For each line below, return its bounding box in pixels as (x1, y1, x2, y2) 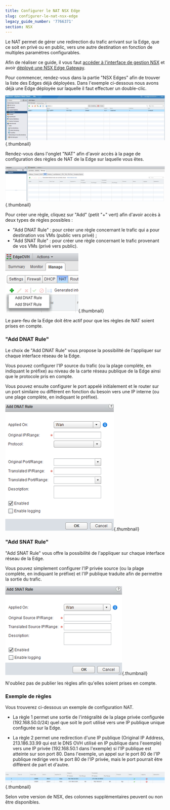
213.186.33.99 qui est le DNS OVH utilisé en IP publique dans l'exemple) (12, 740, 162, 746)
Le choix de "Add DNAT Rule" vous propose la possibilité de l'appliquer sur (5, 347, 161, 353)
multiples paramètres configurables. (5, 50, 81, 56)
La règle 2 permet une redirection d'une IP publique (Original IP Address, (12, 735, 164, 741)
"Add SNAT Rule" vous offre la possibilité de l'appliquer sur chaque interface (5, 550, 165, 556)
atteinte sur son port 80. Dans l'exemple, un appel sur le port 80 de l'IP (12, 751, 160, 757)
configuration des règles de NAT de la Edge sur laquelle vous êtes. (5, 156, 144, 162)
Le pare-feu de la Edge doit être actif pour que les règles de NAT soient (5, 318, 154, 324)
